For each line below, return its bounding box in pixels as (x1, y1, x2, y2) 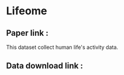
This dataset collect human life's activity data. (6, 43, 119, 51)
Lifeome (6, 4, 47, 18)
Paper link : (6, 28, 49, 38)
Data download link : (6, 61, 83, 71)
